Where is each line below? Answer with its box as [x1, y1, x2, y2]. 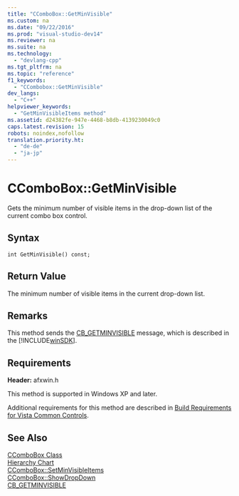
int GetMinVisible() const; [7, 251, 91, 258]
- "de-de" [14, 143, 43, 150]
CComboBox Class [7, 450, 63, 459]
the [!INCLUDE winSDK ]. [7, 336, 78, 345]
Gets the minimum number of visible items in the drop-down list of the [7, 204, 213, 212]
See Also [7, 432, 48, 444]
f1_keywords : [7, 76, 46, 84]
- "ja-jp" [14, 150, 43, 157]
